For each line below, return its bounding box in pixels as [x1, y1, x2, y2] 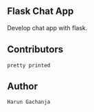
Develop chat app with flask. [7, 23, 88, 32]
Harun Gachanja [7, 99, 51, 106]
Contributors [7, 44, 64, 56]
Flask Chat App [7, 5, 74, 17]
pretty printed [7, 62, 51, 69]
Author [7, 80, 38, 92]
